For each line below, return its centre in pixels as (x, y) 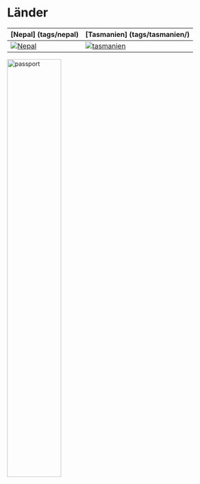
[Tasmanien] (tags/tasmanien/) (138, 34)
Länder (28, 13)
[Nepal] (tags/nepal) (45, 34)
